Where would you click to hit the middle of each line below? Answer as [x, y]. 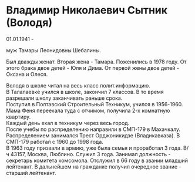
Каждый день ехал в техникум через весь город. [68, 123]
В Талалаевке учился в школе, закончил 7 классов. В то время [85, 92]
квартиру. [19, 117]
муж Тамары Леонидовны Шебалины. [54, 50]
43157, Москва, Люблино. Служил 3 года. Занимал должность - [91, 154]
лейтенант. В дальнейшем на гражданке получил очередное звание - [94, 166]
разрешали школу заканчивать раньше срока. [64, 98]
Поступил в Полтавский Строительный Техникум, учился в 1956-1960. [95, 104]
